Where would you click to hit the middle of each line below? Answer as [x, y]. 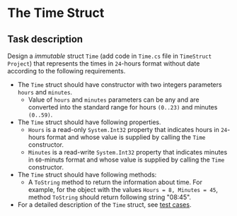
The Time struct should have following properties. [89, 122]
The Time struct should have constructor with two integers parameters [120, 85]
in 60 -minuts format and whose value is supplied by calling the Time [126, 160]
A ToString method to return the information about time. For [115, 182]
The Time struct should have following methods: [87, 175]
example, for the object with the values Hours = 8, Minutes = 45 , [123, 190]
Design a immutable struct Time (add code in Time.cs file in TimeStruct [110, 56]
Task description [45, 39]
